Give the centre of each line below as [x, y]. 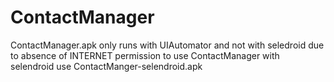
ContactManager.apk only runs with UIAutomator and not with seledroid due [167, 45]
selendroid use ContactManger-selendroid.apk [106, 66]
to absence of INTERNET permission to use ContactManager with [145, 55]
